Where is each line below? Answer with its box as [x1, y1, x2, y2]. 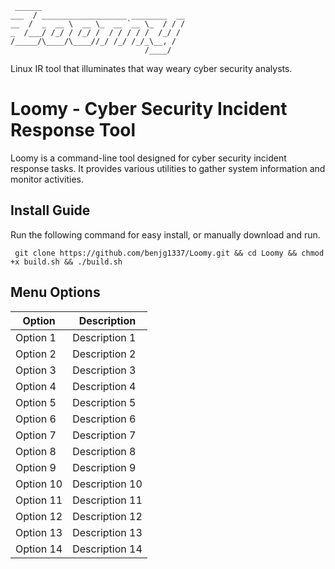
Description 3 [72, 363, 137, 377]
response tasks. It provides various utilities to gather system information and [10, 162, 326, 174]
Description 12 [72, 509, 143, 523]
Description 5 [72, 395, 137, 409]
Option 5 [15, 395, 57, 409]
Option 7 [15, 428, 57, 442]
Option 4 [15, 379, 57, 393]
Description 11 [72, 493, 143, 507]
